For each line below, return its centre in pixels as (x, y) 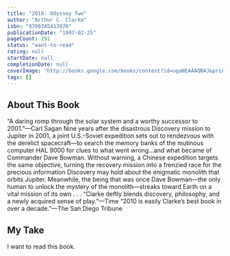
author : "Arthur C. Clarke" (47, 20)
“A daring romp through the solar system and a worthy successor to (103, 121)
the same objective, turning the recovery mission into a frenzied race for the (114, 165)
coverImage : (24, 71)
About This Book (43, 104)
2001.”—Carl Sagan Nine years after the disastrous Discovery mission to (109, 129)
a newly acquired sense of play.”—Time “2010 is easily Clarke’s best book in (114, 201)
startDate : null (30, 58)
